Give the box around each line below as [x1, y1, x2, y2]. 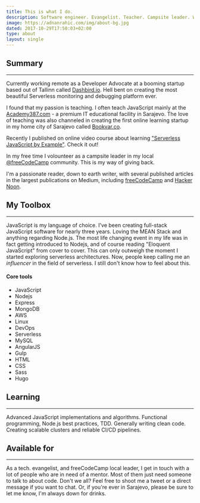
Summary [6, 58, 43, 68]
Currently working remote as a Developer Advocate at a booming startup [6, 80, 185, 87]
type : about [6, 31, 36, 37]
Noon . [6, 183, 21, 190]
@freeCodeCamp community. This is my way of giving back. [6, 158, 155, 165]
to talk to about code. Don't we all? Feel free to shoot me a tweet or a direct [6, 477, 192, 485]
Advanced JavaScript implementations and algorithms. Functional [6, 413, 168, 420]
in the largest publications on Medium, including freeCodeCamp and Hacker [6, 176, 193, 183]
